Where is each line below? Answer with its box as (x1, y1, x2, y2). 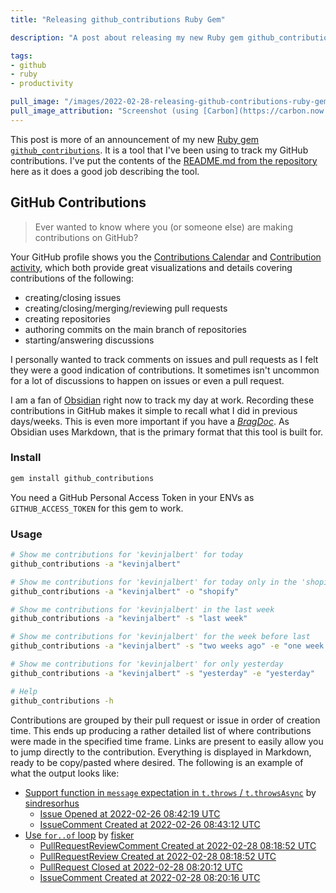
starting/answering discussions (24, 334, 155, 346)
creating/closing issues (24, 291, 122, 303)
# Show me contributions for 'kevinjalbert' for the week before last (10, 632, 311, 642)
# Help (10, 686, 38, 696)
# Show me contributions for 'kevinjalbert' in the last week (10, 604, 275, 615)
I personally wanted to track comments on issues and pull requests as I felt (10, 353, 319, 365)
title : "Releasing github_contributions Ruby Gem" (10, 14, 226, 25)
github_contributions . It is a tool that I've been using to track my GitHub (10, 144, 309, 156)
